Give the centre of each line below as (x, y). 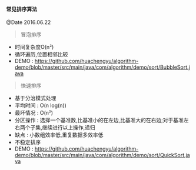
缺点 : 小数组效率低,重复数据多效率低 (59, 135)
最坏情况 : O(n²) (34, 113)
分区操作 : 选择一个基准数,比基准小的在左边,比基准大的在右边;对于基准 (99, 120)
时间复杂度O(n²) (34, 47)
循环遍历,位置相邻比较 (41, 54)
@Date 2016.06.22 (29, 22)
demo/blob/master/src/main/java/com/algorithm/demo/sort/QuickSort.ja (102, 155)
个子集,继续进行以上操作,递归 (60, 128)
